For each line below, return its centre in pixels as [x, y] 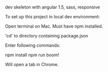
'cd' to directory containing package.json [47, 36]
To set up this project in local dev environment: [53, 17]
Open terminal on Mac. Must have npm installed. [54, 26]
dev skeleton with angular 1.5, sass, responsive [53, 7]
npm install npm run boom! [32, 55]
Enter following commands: [33, 45]
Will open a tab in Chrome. [32, 64]
